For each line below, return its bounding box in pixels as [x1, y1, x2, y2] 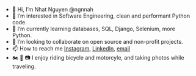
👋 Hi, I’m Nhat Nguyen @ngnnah [12, 6, 93, 13]
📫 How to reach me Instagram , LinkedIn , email [12, 45, 130, 52]
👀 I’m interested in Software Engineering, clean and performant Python [12, 12, 191, 19]
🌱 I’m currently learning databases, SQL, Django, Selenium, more [12, 25, 176, 32]
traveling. [12, 63, 36, 70]
